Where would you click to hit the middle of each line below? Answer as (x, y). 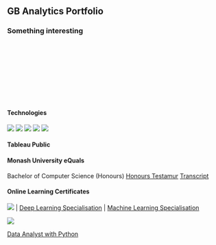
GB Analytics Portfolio (56, 11)
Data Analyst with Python (43, 234)
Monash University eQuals (46, 160)
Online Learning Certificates (48, 191)
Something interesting (45, 31)
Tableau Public (29, 145)
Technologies (27, 113)
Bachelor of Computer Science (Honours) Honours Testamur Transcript (108, 175)
